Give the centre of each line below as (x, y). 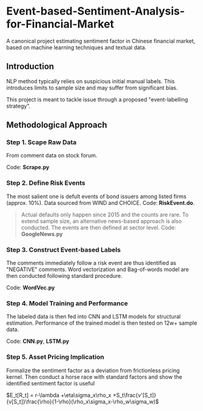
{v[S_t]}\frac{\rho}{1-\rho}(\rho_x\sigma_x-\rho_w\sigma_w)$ (83, 401)
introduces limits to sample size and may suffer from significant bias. (92, 88)
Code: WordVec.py (31, 288)
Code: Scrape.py (28, 167)
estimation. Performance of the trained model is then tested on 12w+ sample (102, 323)
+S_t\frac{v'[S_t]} (134, 395)
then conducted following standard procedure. (64, 276)
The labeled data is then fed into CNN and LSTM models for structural (93, 317)
